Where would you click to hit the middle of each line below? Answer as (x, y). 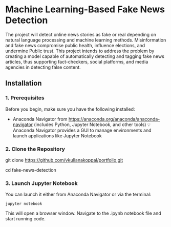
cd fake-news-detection (31, 170)
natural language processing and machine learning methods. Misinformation (86, 40)
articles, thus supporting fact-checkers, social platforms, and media (77, 61)
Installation (24, 83)
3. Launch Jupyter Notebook (41, 183)
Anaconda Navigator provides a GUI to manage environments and (82, 130)
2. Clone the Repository (35, 149)
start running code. (26, 219)
